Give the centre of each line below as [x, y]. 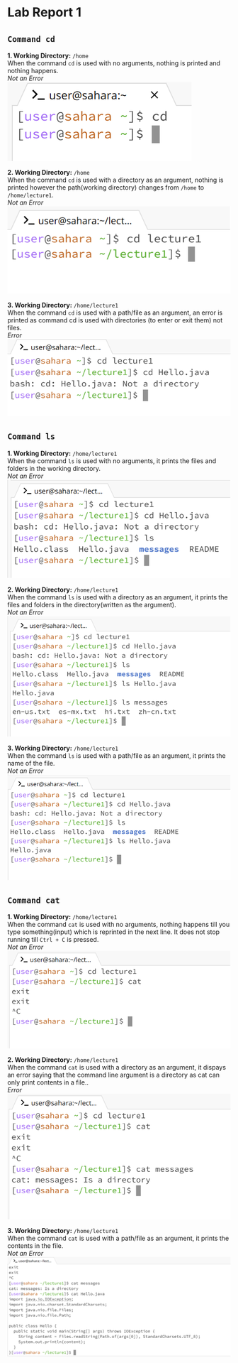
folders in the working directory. [54, 468]
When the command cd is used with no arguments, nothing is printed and [114, 63]
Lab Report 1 [44, 12]
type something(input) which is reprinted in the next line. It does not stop [114, 932]
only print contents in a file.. [48, 1082]
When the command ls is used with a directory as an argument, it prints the [118, 597]
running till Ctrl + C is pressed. [53, 940]
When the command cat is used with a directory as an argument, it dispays [117, 1067]
